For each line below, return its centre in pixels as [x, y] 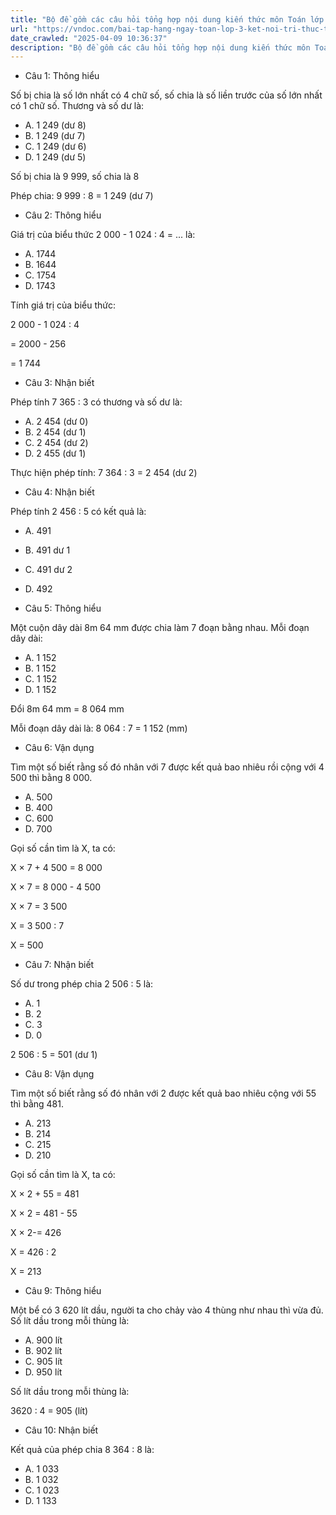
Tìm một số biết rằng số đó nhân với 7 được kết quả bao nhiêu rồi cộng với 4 [167, 767]
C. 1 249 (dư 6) [55, 147]
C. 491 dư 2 [48, 570]
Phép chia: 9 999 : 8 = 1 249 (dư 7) [82, 196]
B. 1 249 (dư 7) [55, 136]
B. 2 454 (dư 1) [55, 432]
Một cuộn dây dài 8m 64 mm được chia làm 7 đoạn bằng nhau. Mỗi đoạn [160, 628]
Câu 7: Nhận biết [59, 965]
